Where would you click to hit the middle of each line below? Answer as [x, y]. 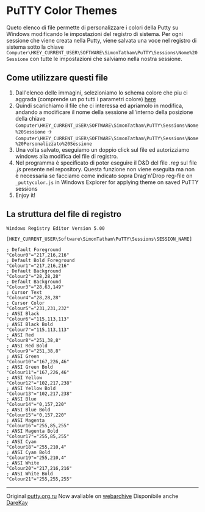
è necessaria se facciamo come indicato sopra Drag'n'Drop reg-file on [104, 176]
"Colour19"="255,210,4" [37, 458]
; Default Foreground [34, 250]
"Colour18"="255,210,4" [37, 447]
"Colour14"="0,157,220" [37, 404]
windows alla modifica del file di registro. [67, 156]
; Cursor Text [24, 292]
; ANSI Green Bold [30, 367]
